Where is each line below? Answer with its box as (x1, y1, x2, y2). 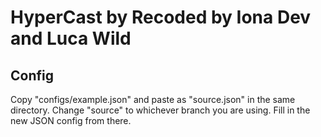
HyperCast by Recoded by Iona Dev (10, 6, 312, 29)
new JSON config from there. (10, 115, 132, 126)
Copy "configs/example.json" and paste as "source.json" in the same (10, 94, 296, 105)
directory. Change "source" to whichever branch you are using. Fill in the (10, 104, 311, 116)
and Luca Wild (10, 27, 132, 50)
